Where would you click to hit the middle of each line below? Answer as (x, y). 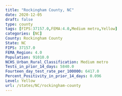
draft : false (19, 19)
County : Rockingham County (34, 39)
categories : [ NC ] (24, 34)
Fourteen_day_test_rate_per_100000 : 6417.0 (52, 72)
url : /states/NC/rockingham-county (43, 85)
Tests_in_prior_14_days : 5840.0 (40, 67)
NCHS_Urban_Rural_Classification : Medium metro (57, 62)
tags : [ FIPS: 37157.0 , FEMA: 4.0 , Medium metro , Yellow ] (61, 29)
